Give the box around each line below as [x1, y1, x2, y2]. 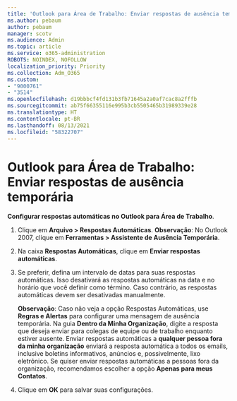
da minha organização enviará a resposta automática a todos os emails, [17, 342, 228, 350]
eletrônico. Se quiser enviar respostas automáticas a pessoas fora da [17, 357, 219, 366]
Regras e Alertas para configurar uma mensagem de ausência [17, 312, 200, 321]
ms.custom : [7, 76, 39, 83]
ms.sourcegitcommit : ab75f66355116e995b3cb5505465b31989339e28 [7, 102, 197, 109]
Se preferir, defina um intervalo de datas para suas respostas [17, 268, 196, 277]
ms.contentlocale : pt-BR [7, 115, 80, 122]
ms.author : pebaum [7, 17, 61, 24]
